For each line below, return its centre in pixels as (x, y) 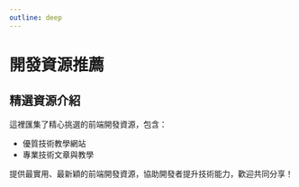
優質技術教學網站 (54, 143)
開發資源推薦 (57, 65)
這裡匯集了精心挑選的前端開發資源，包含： (88, 124)
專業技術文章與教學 (58, 155)
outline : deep (36, 18)
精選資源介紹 (45, 101)
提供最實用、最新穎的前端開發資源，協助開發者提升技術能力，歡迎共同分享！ (151, 174)
